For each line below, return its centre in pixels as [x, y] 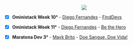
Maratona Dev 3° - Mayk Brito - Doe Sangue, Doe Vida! [70, 37]
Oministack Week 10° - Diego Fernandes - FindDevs [67, 17]
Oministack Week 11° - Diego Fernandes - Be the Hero [69, 27]
